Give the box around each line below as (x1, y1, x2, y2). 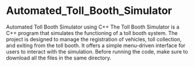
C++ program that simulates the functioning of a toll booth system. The (6, 29, 178, 36)
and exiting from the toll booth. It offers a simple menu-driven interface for (6, 42, 186, 49)
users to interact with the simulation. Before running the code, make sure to (6, 48, 189, 55)
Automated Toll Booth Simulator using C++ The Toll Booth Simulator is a (6, 23, 180, 30)
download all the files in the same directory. (6, 54, 111, 61)
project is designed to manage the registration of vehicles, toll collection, (6, 36, 182, 43)
